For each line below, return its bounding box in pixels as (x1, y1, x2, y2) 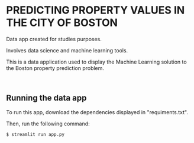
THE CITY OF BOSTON (6, 16, 118, 29)
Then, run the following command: (6, 120, 90, 127)
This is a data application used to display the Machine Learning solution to (6, 58, 187, 65)
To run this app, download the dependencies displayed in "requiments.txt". (6, 108, 188, 115)
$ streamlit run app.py (6, 131, 65, 137)
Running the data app (6, 93, 87, 103)
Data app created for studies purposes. (6, 35, 102, 42)
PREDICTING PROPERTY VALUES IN (6, 4, 185, 17)
